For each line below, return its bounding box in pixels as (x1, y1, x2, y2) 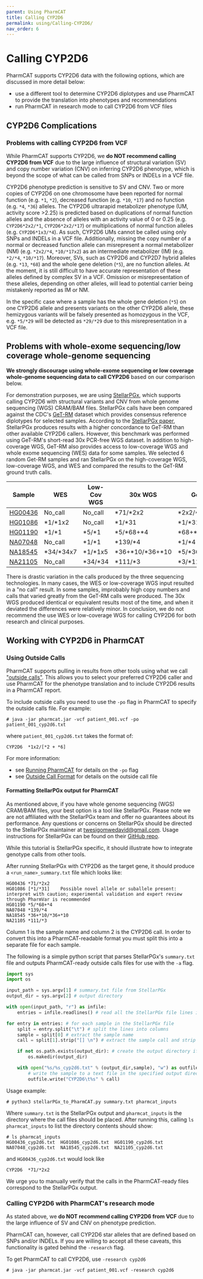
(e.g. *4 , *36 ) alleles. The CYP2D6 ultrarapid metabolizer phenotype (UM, (6, 202, 188, 209)
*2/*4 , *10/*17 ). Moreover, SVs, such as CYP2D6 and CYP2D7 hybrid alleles (6, 254, 196, 261)
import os (6, 976, 31, 982)
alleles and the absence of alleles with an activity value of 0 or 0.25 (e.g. (6, 215, 187, 223)
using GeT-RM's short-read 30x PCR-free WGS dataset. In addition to (6, 436, 179, 444)
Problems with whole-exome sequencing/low (6, 341, 181, 352)
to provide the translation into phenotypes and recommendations (14, 96, 177, 104)
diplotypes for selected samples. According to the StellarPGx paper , (6, 417, 175, 424)
